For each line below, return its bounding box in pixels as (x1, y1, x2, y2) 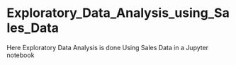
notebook (6, 51, 35, 59)
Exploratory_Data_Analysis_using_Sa (6, 5, 230, 21)
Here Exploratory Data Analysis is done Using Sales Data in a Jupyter (6, 43, 209, 52)
